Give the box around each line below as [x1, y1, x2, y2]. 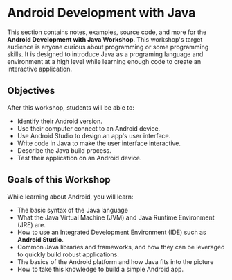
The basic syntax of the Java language [17, 206, 128, 214]
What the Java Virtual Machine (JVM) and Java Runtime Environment [17, 213, 215, 222]
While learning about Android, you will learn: [7, 192, 134, 201]
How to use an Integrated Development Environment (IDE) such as [17, 228, 206, 236]
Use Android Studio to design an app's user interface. [17, 131, 171, 140]
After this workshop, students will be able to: [7, 103, 135, 112]
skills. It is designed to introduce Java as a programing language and [7, 50, 204, 58]
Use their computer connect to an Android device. [17, 124, 161, 133]
